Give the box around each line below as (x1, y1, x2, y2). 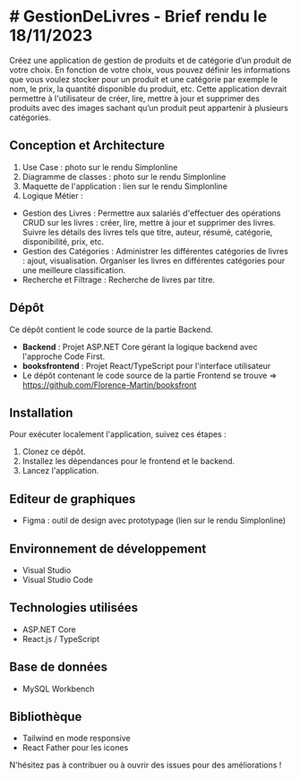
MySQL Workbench (21, 683, 95, 694)
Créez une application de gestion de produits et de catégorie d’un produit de (9, 55, 292, 65)
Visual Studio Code (21, 575, 94, 585)
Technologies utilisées (9, 600, 139, 615)
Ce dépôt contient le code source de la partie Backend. (9, 324, 213, 335)
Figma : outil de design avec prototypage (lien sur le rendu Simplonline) (21, 515, 287, 526)
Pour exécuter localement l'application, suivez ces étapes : (9, 429, 227, 440)
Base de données (9, 660, 108, 675)
